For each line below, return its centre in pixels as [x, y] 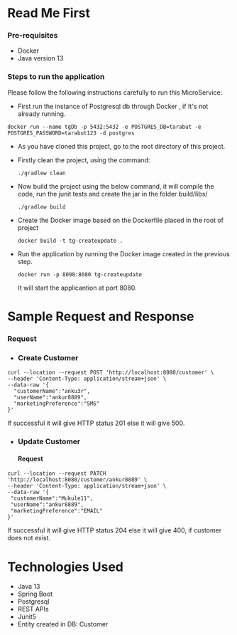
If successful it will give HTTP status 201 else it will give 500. [96, 423]
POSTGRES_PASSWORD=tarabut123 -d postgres [71, 133]
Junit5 [27, 616]
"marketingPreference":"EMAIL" [56, 511]
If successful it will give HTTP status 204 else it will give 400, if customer [115, 530]
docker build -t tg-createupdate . [70, 241]
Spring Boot [35, 594]
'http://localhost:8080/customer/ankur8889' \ [77, 480]
